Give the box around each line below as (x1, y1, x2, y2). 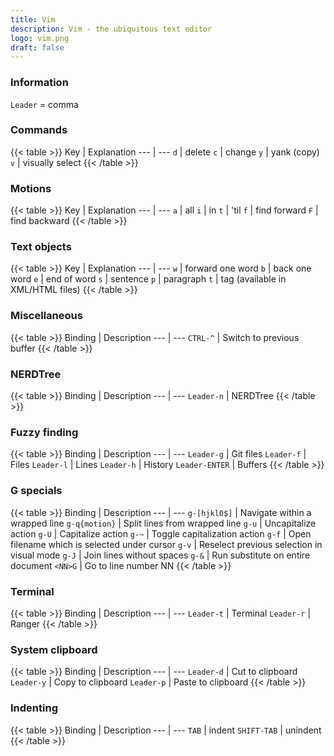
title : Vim (10, 14, 56, 25)
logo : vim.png (10, 33, 70, 43)
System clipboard (10, 642, 98, 656)
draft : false (10, 42, 65, 53)
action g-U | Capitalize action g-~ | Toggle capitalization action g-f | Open (10, 527, 312, 540)
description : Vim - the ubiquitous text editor (10, 24, 213, 34)
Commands (10, 123, 68, 137)
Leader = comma (10, 98, 79, 110)
